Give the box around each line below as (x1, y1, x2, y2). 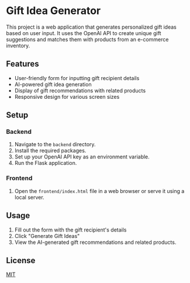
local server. (14, 194, 45, 201)
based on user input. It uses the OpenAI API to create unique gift (6, 29, 161, 36)
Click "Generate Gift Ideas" (14, 232, 80, 239)
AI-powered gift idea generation (14, 81, 92, 88)
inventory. (6, 42, 30, 49)
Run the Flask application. (14, 160, 77, 167)
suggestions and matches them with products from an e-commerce (6, 36, 169, 43)
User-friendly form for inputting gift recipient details (14, 74, 140, 81)
